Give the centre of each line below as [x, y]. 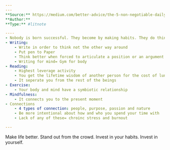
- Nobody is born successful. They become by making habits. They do [80, 38]
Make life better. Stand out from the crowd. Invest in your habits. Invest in [81, 137]
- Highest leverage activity [45, 71]
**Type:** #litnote [26, 24]
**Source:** [18, 15]
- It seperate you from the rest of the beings [65, 81]
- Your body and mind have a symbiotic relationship [71, 90]
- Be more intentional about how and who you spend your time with [87, 114]
